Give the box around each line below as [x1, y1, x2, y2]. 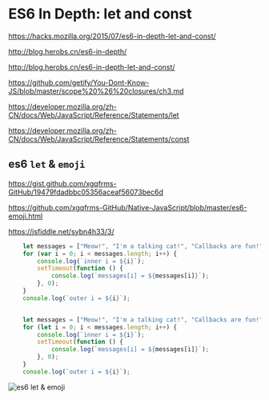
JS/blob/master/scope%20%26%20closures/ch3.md [8, 86, 184, 96]
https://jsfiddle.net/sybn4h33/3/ [8, 226, 114, 236]
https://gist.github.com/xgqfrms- [8, 178, 118, 188]
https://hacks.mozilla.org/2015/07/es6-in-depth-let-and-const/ [8, 31, 216, 41]
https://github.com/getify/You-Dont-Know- [8, 78, 150, 87]
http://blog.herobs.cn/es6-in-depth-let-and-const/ [8, 62, 175, 72]
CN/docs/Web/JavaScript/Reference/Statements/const [8, 134, 190, 144]
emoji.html [8, 211, 43, 221]
